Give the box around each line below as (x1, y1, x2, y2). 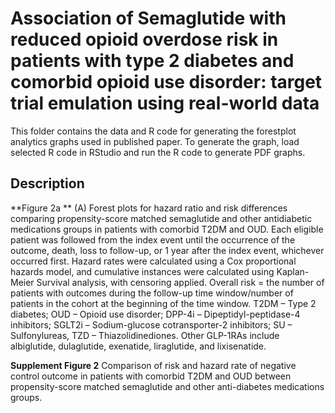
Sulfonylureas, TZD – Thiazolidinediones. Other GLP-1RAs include (10, 329, 280, 341)
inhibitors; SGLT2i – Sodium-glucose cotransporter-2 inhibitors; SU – (10, 318, 293, 331)
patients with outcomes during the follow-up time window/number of (10, 287, 294, 299)
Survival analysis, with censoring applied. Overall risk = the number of (36, 276, 325, 288)
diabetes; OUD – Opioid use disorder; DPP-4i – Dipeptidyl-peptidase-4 (10, 308, 301, 320)
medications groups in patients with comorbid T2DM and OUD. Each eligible (10, 223, 324, 235)
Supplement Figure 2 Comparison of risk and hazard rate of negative (10, 359, 297, 371)
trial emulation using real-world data (10, 92, 320, 115)
